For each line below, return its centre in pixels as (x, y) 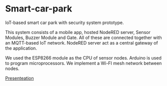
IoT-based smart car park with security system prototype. (64, 22)
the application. (21, 48)
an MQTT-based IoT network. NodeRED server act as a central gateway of (82, 42)
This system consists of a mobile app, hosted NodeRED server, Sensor (78, 32)
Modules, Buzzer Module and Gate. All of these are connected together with (83, 37)
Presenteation (19, 78)
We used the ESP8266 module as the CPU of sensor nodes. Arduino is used (83, 57)
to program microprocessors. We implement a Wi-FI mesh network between (83, 63)
